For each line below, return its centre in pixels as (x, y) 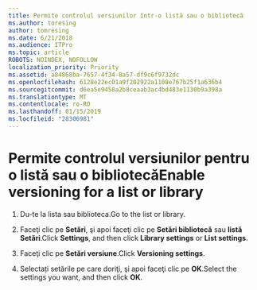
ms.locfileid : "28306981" (51, 119)
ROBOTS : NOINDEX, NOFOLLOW (53, 60)
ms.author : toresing (43, 23)
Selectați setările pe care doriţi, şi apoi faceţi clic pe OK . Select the (128, 269)
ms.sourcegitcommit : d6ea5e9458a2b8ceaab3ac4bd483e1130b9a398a (115, 89)
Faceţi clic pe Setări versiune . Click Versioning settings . (112, 253)
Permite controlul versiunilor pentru (129, 159)
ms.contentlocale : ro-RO (49, 104)
